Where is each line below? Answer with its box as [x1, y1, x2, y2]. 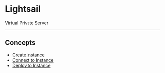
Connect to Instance [12, 57, 54, 63]
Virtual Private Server [5, 20, 49, 26]
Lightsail [5, 3, 41, 15]
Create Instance [12, 52, 45, 58]
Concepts [5, 38, 36, 47]
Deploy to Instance [12, 62, 51, 68]
